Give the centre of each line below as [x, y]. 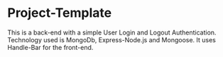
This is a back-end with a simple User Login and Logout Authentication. [112, 32]
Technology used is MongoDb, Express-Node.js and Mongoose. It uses [112, 39]
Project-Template [60, 13]
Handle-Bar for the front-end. [50, 47]
